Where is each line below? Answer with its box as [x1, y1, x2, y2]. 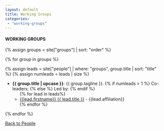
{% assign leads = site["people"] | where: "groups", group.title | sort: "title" [5, 66, 157, 72]
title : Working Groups [5, 12, 52, 17]
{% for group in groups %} [5, 56, 59, 62]
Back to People [5, 121, 36, 127]
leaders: [12, 86, 29, 92]
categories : [5, 16, 29, 21]
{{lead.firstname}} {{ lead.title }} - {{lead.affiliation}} [19, 96, 125, 102]
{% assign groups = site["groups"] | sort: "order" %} [5, 47, 111, 53]
